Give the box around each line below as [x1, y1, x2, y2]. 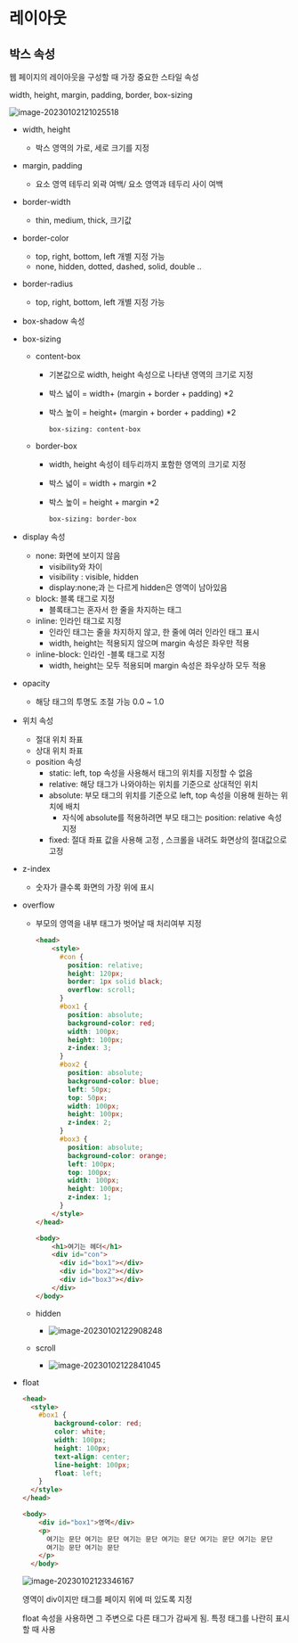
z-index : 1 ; [67, 1193, 112, 1202]
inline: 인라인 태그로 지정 [35, 616, 122, 626]
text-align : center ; [54, 1452, 131, 1461]
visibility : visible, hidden [48, 571, 140, 582]
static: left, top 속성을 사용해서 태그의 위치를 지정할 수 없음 [48, 768, 254, 778]
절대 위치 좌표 [35, 735, 84, 744]
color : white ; [54, 1427, 107, 1436]
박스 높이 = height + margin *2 [48, 497, 160, 507]
